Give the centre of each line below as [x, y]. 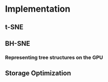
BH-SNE [18, 43]
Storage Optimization [38, 73]
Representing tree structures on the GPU [54, 57]
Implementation [38, 9]
